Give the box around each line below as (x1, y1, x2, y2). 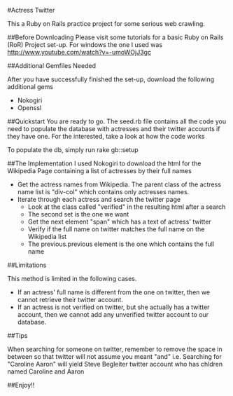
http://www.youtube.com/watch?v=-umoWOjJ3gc (7, 48, 152, 56)
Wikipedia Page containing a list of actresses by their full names (7, 167, 192, 175)
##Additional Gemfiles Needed (7, 62, 97, 69)
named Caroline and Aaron (7, 367, 85, 376)
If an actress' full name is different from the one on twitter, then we (17, 288, 211, 296)
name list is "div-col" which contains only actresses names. (17, 188, 190, 196)
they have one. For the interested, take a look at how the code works (7, 132, 205, 140)
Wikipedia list (27, 233, 67, 240)
